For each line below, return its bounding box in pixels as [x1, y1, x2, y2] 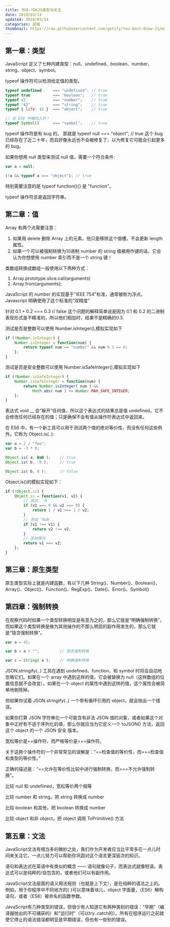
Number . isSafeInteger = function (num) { [14, 379, 101, 384]
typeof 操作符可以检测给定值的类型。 [5, 78, 82, 84]
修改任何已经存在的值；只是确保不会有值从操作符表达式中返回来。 [9, 414, 147, 420]
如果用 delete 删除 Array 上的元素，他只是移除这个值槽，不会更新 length [12, 235, 163, 241]
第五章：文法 [5, 832, 46, 840]
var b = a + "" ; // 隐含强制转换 [5, 649, 90, 654]
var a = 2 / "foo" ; [5, 441, 47, 446]
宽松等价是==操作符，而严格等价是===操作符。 [5, 738, 105, 744]
